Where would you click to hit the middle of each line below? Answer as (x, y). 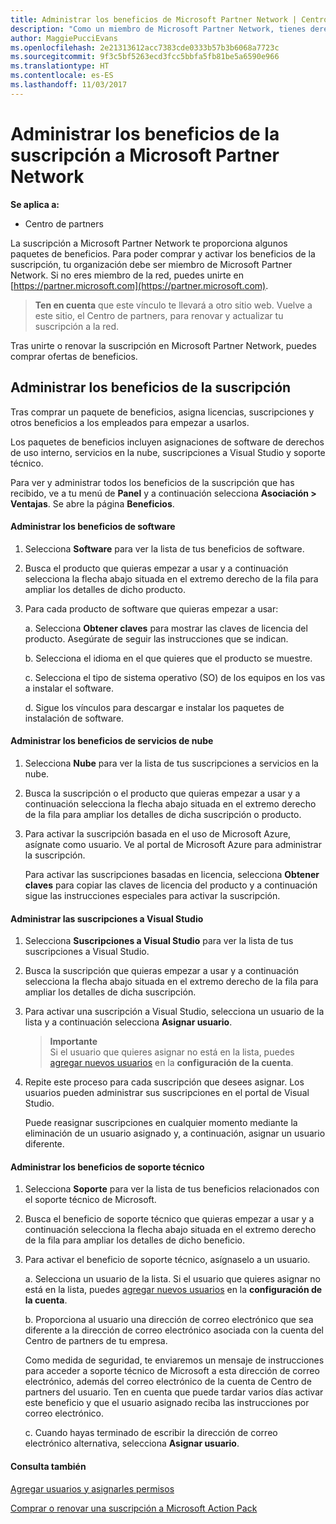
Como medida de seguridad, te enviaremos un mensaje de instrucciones (174, 1360)
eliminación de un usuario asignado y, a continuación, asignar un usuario (175, 1133)
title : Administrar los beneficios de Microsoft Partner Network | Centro (169, 19)
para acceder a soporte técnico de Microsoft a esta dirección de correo (172, 1371)
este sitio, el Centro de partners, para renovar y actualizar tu (159, 315)
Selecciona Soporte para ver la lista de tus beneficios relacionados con (172, 1189)
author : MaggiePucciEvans (64, 38)
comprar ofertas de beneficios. (74, 356)
